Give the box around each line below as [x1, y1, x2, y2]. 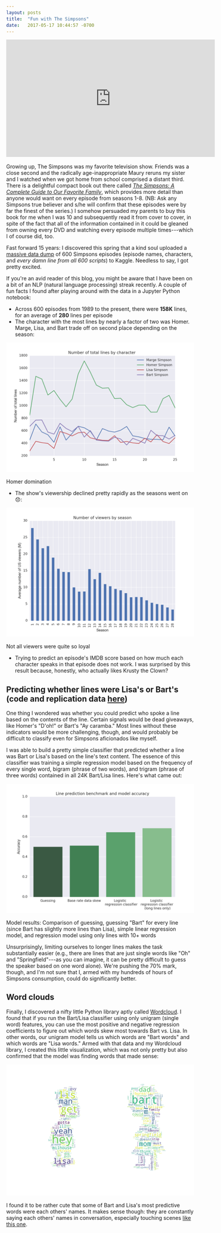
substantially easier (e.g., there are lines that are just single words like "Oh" [6, 949, 191, 957]
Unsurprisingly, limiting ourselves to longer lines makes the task [6, 943, 163, 950]
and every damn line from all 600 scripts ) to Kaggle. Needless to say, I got [6, 257, 189, 264]
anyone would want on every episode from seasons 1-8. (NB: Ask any [6, 194, 177, 202]
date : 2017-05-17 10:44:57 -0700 [6, 22, 95, 28]
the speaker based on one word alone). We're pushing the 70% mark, [6, 962, 177, 969]
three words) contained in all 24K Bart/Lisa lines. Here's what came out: [6, 772, 183, 779]
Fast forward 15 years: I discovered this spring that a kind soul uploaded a [6, 245, 188, 252]
